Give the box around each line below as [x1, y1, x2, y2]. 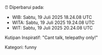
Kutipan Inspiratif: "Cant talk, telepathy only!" [5, 34, 98, 40]
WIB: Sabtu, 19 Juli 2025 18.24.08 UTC [12, 14, 92, 20]
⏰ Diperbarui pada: [5, 4, 45, 10]
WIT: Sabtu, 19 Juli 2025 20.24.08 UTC [12, 25, 93, 30]
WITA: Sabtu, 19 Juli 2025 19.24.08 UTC [12, 19, 95, 25]
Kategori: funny [5, 44, 37, 50]
